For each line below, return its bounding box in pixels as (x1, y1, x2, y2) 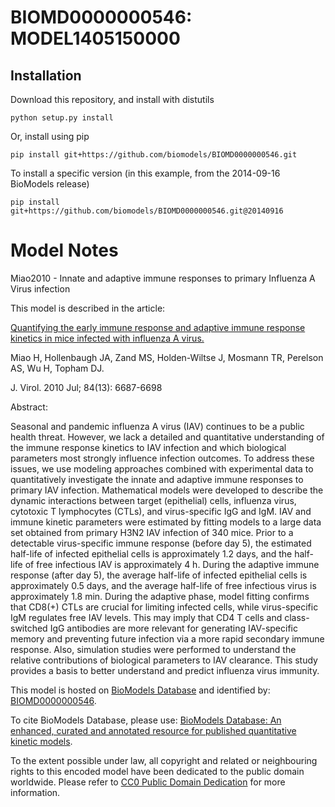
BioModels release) (10, 178, 90, 190)
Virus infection (10, 282, 71, 295)
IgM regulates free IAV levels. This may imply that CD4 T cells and (10, 611, 283, 623)
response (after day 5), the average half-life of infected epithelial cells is (10, 569, 308, 581)
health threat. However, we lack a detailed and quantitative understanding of (10, 431, 325, 443)
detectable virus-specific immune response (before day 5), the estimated (10, 537, 312, 549)
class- (284, 611, 310, 623)
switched (10, 622, 48, 634)
